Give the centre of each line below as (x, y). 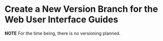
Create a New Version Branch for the (81, 9)
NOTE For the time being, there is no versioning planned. (63, 33)
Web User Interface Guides (61, 20)
